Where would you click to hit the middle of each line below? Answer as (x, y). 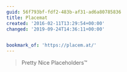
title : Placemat (27, 18)
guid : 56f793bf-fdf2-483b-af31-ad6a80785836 (64, 12)
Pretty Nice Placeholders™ (54, 63)
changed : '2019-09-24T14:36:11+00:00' (56, 29)
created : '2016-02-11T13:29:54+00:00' (56, 23)
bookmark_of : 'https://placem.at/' (52, 45)
